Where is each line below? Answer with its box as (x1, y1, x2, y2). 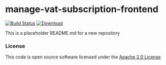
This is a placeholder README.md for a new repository (5, 30, 120, 36)
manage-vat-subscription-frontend (5, 4, 159, 15)
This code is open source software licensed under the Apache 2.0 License (5, 54, 161, 60)
